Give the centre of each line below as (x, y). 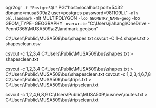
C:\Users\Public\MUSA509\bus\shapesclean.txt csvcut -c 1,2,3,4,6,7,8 (78, 74)
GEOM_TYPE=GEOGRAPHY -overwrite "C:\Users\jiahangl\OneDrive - (78, 23)
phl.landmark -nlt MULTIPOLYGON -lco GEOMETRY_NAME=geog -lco (73, 18)
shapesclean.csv (23, 44)
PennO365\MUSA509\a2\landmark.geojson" (52, 29)
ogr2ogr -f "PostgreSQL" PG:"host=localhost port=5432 (64, 7)
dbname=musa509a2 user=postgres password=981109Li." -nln (72, 13)
